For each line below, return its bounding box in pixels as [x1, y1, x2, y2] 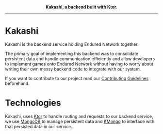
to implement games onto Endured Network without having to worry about [5, 61, 154, 67]
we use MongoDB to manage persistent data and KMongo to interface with [5, 118, 155, 124]
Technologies [5, 97, 62, 108]
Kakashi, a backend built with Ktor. [46, 4, 117, 10]
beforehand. [5, 80, 30, 86]
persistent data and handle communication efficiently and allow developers [5, 55, 155, 62]
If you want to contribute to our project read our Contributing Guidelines [5, 75, 149, 81]
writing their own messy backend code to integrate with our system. [5, 66, 141, 72]
